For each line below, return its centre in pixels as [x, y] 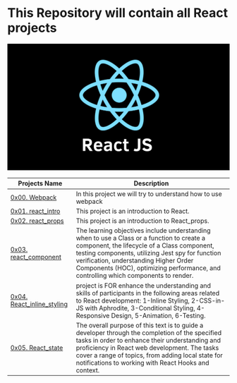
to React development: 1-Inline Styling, [133, 300]
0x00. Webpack [34, 197]
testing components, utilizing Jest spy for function [148, 253]
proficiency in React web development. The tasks [147, 348]
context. [88, 370]
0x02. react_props [37, 221]
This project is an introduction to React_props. [142, 221]
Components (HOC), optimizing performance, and [148, 268]
